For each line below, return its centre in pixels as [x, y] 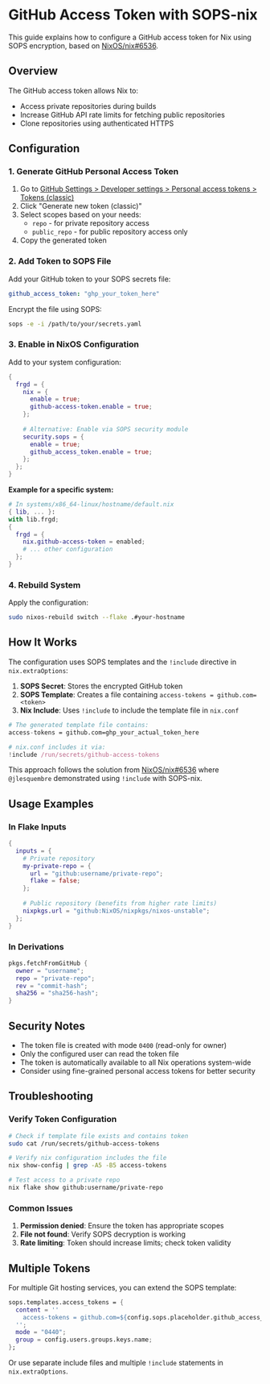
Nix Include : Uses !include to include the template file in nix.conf [129, 710]
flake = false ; [55, 881]
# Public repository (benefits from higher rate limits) [120, 904]
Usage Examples [51, 804]
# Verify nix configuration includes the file [88, 1158]
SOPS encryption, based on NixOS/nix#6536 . [84, 45]
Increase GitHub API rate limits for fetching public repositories [122, 114]
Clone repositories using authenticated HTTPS [97, 123]
